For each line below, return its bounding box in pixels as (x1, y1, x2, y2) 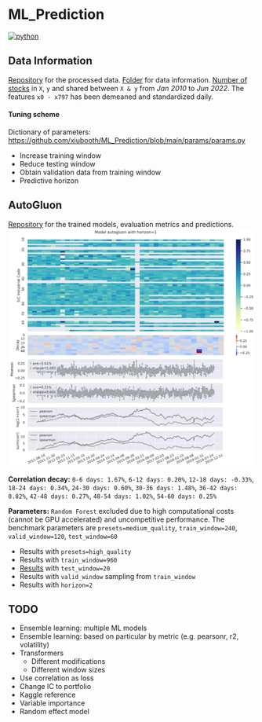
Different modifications (31, 657, 106, 666)
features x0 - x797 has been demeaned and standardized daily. (8, 92, 214, 101)
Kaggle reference (19, 690, 76, 700)
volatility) (19, 640, 49, 650)
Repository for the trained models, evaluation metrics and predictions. (8, 219, 234, 229)
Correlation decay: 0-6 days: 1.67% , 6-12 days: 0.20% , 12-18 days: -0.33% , (8, 474, 255, 484)
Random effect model (19, 707, 90, 717)
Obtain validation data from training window (19, 167, 162, 177)
